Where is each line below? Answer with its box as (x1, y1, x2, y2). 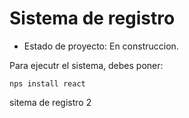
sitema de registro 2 (9, 96, 92, 108)
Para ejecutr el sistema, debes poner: (9, 59, 164, 71)
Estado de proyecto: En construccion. (23, 40, 179, 52)
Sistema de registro (9, 7, 176, 30)
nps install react (9, 78, 86, 89)
